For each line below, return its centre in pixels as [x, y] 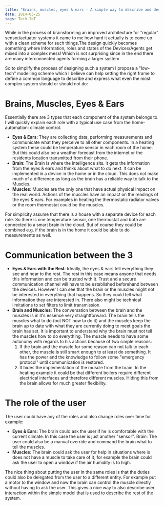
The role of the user [46, 403]
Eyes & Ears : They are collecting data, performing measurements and [82, 137]
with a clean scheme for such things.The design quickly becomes [71, 43]
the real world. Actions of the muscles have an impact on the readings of [85, 195]
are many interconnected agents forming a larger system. [63, 59]
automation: [17, 127]
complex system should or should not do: [47, 84]
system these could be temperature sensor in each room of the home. [82, 148]
